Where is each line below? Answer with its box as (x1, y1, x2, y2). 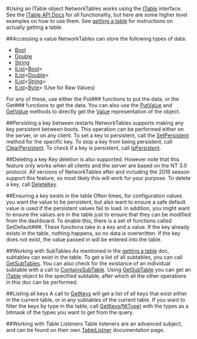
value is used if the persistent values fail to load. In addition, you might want (6, 205, 190, 211)
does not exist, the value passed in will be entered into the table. (6, 236, 162, 243)
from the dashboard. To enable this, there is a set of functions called (6, 217, 172, 224)
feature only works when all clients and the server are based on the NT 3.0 (6, 162, 187, 169)
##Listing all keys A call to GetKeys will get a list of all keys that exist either (6, 290, 188, 297)
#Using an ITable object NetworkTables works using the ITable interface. (6, 5, 182, 12)
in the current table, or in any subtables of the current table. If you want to (6, 297, 185, 303)
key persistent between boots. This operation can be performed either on (6, 126, 184, 132)
